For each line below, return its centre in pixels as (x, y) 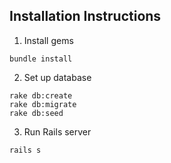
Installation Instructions (85, 16)
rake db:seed (36, 113)
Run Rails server (57, 131)
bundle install (41, 59)
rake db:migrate (43, 104)
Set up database (57, 77)
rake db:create (41, 95)
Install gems (48, 40)
